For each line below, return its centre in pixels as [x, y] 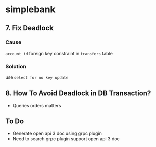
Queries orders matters [37, 105]
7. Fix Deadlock [30, 28]
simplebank [30, 9]
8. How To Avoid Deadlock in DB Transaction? [78, 93]
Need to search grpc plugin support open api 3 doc [66, 139]
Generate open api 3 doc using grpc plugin [57, 133]
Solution [16, 66]
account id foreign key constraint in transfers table [59, 53]
